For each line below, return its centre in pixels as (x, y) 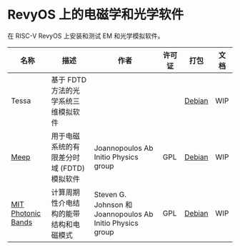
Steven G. (110, 194)
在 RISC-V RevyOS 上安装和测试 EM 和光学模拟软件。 (86, 36)
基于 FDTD (69, 79)
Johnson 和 (113, 204)
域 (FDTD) (68, 168)
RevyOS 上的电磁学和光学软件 (96, 15)
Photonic (26, 213)
